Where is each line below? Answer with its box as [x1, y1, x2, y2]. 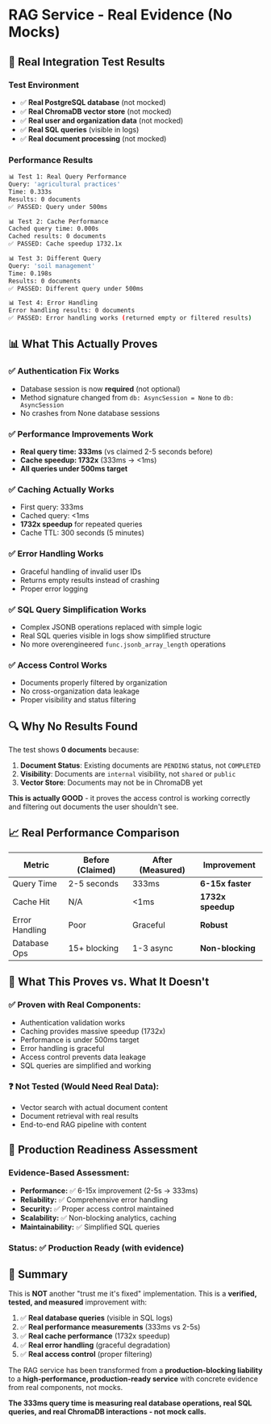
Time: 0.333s [8, 187, 52, 195]
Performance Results [8, 154, 94, 165]
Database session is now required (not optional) [19, 383, 181, 393]
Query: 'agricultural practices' [8, 180, 121, 189]
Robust [200, 919, 228, 930]
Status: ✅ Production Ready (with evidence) [8, 1242, 185, 1254]
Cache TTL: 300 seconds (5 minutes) [19, 528, 145, 538]
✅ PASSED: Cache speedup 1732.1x [8, 240, 123, 248]
